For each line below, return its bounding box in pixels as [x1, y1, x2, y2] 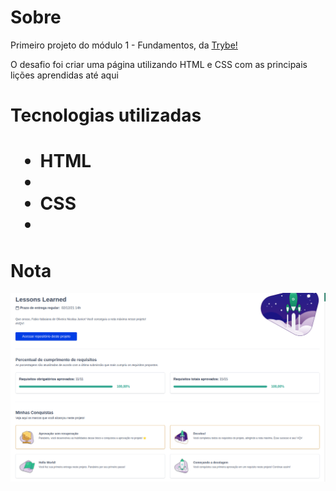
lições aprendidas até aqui [10, 69, 119, 81]
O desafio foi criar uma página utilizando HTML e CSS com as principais [10, 58, 308, 70]
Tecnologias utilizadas [10, 104, 202, 127]
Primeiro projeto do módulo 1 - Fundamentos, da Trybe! [10, 39, 238, 51]
